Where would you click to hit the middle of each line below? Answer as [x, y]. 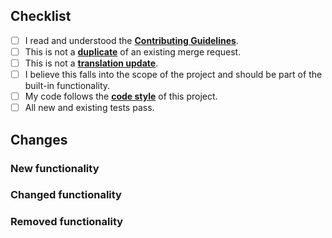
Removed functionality [67, 222]
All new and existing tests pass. [89, 108]
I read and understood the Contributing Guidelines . [131, 40]
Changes [39, 139]
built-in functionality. [67, 86]
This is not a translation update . [91, 63]
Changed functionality [66, 195]
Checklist [41, 16]
